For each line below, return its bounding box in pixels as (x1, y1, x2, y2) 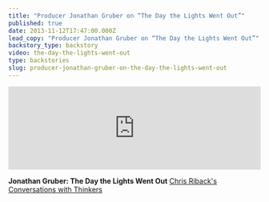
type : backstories (8, 57, 70, 65)
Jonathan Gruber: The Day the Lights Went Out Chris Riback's (8, 176, 218, 185)
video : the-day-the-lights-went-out (8, 49, 130, 57)
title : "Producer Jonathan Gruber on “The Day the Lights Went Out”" (8, 11, 246, 20)
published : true (8, 19, 62, 27)
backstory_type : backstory (8, 42, 98, 50)
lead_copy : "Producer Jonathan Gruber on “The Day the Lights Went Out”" (8, 34, 260, 42)
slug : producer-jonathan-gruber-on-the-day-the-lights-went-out (8, 64, 227, 72)
